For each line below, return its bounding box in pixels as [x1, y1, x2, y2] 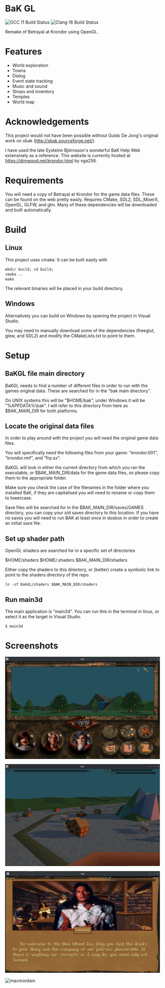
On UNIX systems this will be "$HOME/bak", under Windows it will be [5, 397, 145, 403]
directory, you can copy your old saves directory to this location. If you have [5, 510, 159, 516]
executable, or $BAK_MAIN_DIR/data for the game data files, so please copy [5, 470, 160, 476]
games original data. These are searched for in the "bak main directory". [5, 387, 151, 394]
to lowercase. [5, 495, 33, 501]
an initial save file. [5, 520, 42, 526]
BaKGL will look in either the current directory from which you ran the [5, 465, 145, 471]
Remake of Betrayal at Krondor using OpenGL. [5, 29, 99, 34]
